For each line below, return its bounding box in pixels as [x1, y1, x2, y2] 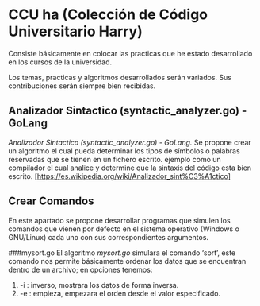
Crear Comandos [8, 195, 94, 208]
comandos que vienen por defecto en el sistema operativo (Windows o [8, 224, 240, 234]
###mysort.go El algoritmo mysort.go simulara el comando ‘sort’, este [8, 248, 236, 258]
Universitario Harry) [8, 22, 143, 41]
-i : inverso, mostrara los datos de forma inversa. [19, 280, 179, 289]
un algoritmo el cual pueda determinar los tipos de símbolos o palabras [8, 145, 240, 156]
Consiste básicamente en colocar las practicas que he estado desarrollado [8, 48, 253, 58]
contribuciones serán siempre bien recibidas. [8, 81, 156, 91]
